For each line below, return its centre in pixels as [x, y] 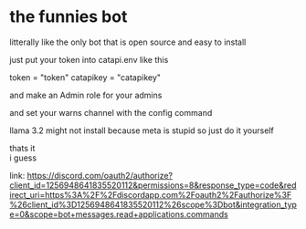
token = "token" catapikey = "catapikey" [85, 77]
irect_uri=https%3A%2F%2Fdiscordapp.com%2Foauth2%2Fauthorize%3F [151, 194]
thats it [22, 148]
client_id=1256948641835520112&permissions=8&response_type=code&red [153, 185]
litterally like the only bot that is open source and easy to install [128, 42]
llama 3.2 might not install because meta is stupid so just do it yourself [142, 130]
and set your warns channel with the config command [111, 112]
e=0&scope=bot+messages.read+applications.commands [119, 214]
